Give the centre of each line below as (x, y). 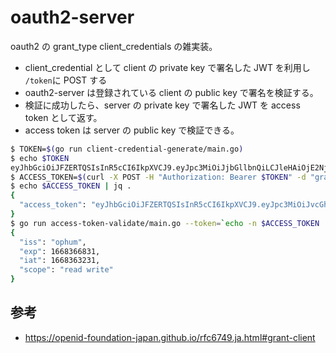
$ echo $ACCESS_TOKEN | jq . (71, 186)
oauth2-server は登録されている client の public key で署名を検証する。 (171, 92)
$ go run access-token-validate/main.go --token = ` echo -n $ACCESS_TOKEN (165, 223)
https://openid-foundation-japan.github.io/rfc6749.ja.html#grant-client (170, 337)
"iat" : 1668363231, (60, 261)
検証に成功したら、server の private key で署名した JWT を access (162, 105)
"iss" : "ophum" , (53, 242)
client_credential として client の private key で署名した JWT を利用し (167, 67)
